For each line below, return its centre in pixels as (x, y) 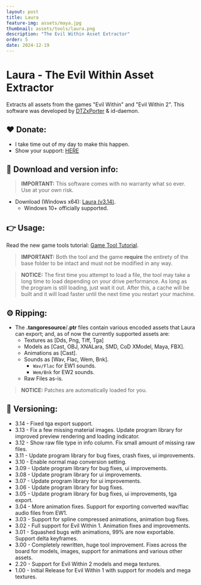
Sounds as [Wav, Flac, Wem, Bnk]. (66, 359)
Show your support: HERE (47, 150)
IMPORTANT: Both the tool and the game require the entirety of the (105, 257)
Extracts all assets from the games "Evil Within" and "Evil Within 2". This (95, 104)
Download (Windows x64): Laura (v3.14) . (65, 202)
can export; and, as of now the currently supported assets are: (92, 334)
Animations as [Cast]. (50, 353)
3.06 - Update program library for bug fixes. (69, 487)
